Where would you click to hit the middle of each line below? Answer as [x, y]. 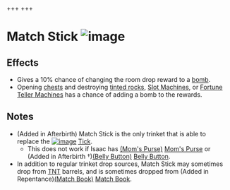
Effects [23, 63]
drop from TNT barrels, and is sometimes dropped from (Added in [113, 171]
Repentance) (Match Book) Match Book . [74, 179]
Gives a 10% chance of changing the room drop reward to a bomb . [114, 79]
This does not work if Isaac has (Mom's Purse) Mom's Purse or [119, 148]
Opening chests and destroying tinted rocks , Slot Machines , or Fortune [120, 87]
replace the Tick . [55, 141]
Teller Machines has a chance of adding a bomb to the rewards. [109, 95]
